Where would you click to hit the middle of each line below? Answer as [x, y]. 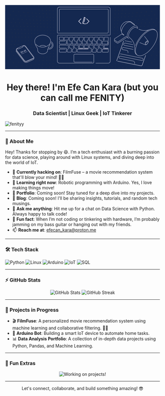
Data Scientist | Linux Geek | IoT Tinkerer [82, 113]
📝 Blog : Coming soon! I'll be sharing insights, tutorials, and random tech [85, 198]
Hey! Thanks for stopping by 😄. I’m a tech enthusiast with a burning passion [82, 152]
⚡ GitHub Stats [23, 280]
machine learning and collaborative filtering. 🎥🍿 [60, 328]
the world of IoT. [22, 163]
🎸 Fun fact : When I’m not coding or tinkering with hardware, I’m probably [86, 219]
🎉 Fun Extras [20, 363]
